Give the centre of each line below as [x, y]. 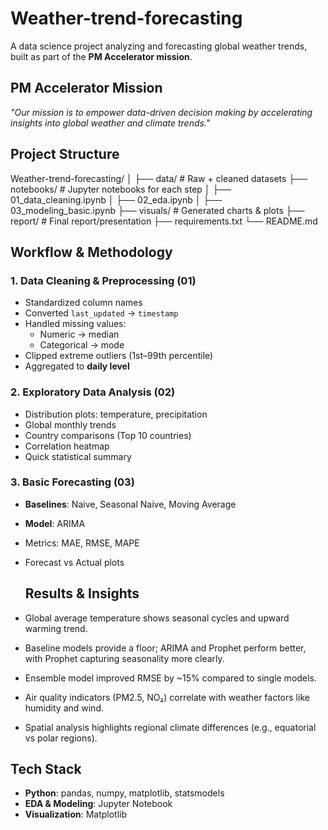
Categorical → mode [82, 345]
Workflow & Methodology [91, 252]
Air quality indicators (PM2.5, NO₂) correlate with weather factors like [167, 697]
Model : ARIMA [55, 523]
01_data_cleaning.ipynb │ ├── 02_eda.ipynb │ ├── [116, 199]
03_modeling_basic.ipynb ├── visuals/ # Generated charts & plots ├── [157, 210]
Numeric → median [79, 334]
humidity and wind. [64, 708]
